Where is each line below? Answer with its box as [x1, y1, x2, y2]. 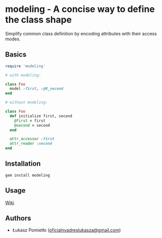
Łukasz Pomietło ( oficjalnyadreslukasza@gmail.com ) [12, 227, 121, 233]
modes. [5, 36, 21, 42]
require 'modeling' [5, 63, 46, 68]
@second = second [14, 123, 50, 128]
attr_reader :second [9, 141, 52, 146]
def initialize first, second [9, 113, 72, 118]
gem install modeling [5, 173, 50, 178]
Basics [5, 50, 26, 59]
